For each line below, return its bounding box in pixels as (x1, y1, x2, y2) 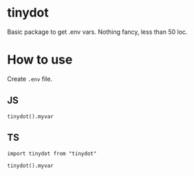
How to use (7, 52, 73, 68)
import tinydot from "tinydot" (7, 150, 97, 157)
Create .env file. (7, 75, 53, 83)
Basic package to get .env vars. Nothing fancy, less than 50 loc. (7, 28, 188, 36)
